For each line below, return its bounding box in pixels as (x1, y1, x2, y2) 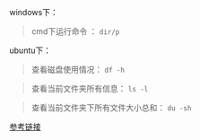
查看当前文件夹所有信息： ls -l (30, 83, 149, 93)
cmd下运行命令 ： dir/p (30, 26, 120, 37)
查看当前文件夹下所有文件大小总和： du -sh (30, 102, 192, 113)
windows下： (9, 7, 58, 17)
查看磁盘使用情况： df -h (30, 65, 126, 74)
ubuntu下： (9, 45, 52, 56)
